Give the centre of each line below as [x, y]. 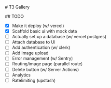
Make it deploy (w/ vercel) [38, 26]
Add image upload [30, 53]
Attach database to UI [34, 42]
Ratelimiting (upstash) [34, 80]
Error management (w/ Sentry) [42, 59]
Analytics [21, 75]
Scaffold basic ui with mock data [44, 31]
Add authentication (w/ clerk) [41, 47]
